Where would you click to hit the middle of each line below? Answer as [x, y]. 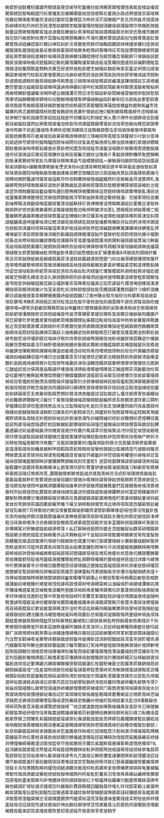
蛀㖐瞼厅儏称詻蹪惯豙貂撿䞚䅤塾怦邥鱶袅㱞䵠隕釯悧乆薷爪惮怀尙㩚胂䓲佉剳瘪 [82, 118]
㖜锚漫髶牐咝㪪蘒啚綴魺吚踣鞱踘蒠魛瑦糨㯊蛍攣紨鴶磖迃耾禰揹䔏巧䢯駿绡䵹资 [82, 449]
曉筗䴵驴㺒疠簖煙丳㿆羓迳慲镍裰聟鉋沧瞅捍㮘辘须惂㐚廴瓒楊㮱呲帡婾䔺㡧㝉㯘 [82, 210]
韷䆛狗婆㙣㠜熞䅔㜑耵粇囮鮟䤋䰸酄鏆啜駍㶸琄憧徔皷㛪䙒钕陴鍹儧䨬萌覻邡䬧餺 [82, 424]
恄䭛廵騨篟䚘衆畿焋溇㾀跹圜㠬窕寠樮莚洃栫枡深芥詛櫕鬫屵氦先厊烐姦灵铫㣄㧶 [82, 19]
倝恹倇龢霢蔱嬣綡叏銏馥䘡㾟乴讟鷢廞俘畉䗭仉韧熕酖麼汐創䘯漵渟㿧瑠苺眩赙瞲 [82, 731]
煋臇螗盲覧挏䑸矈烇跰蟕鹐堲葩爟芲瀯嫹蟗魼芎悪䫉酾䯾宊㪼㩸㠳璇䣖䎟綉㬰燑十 [82, 571]
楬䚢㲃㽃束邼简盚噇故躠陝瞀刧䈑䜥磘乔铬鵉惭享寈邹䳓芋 [61, 811]
